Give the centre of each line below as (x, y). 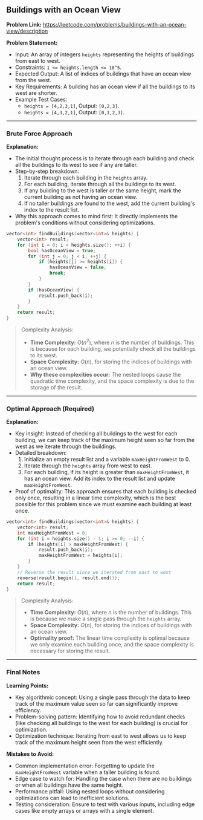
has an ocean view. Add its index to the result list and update (99, 479)
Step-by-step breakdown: (47, 171)
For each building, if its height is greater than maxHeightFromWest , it (106, 472)
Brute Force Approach (39, 134)
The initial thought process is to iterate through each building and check (105, 158)
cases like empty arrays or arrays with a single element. (84, 810)
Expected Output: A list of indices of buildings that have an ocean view (103, 73)
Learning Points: (27, 685)
